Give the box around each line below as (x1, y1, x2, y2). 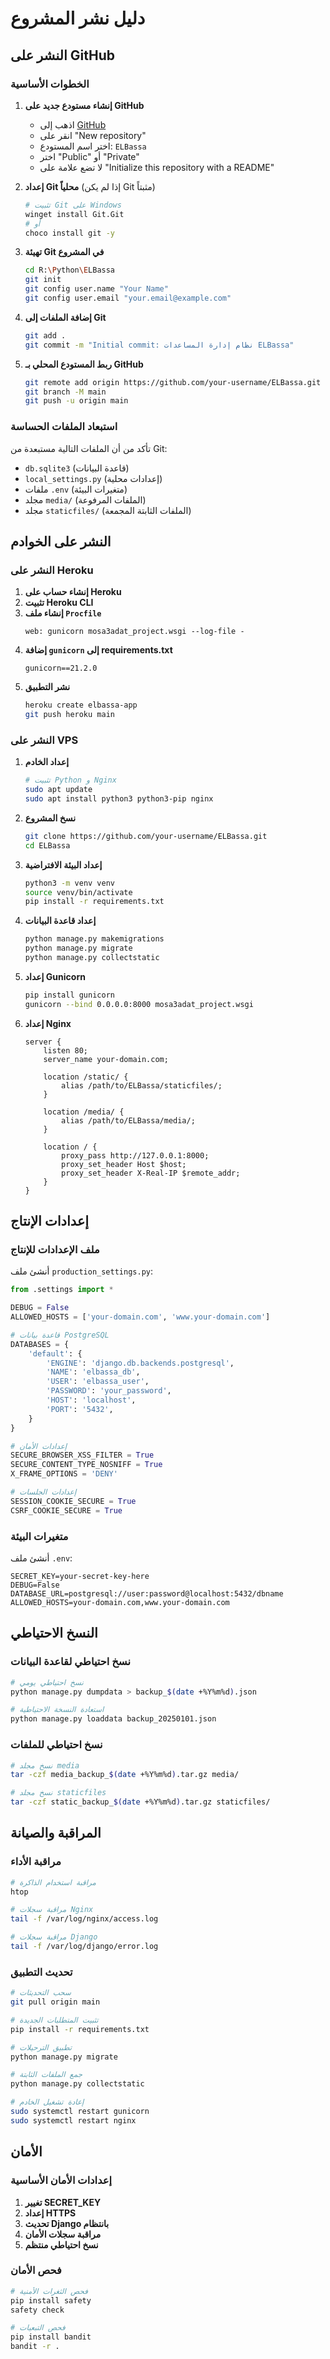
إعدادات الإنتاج (10, 1213, 90, 1230)
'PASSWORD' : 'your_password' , (46, 1386, 172, 1396)
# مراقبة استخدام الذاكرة (10, 1877, 97, 1887)
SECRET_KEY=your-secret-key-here (10, 1572, 150, 1582)
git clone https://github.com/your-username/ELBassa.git (24, 831, 268, 841)
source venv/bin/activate (24, 887, 133, 897)
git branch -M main (24, 387, 107, 397)
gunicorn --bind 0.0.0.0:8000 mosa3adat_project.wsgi (24, 999, 254, 1009)
